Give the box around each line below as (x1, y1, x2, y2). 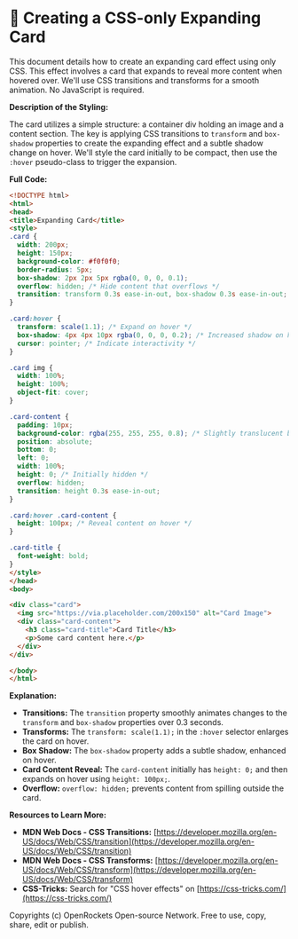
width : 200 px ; (17, 241, 69, 249)
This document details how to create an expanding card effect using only (9, 56, 277, 67)
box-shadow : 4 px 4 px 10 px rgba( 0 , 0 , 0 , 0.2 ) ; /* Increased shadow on (17, 330, 284, 340)
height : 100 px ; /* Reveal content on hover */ (17, 519, 192, 528)
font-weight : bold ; (17, 552, 90, 561)
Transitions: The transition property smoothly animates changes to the (21, 707, 288, 718)
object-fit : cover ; (17, 388, 90, 398)
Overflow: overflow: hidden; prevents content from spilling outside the (21, 783, 285, 793)
